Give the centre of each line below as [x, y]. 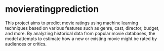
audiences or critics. [26, 44]
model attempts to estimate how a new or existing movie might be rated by [81, 39]
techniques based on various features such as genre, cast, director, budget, [82, 28]
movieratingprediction [52, 9]
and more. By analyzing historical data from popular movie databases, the [80, 33]
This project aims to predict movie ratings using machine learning [72, 23]
